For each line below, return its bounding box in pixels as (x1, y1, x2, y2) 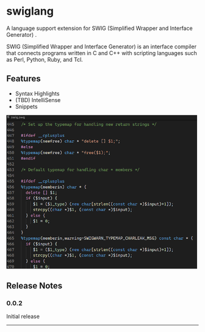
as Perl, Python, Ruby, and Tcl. (6, 56, 84, 63)
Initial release (6, 313, 40, 320)
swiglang (6, 4, 54, 18)
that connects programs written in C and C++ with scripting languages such (6, 49, 197, 56)
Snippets (15, 103, 38, 110)
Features (6, 73, 41, 84)
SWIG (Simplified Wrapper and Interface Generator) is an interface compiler (6, 43, 197, 50)
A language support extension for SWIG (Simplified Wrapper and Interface (6, 24, 193, 32)
